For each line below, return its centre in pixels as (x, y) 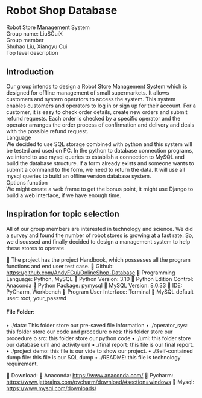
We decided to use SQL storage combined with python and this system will (99, 144)
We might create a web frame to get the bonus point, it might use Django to (100, 189)
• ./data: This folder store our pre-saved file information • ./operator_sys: (97, 325)
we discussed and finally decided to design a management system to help (98, 241)
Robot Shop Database (62, 11)
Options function (27, 182)
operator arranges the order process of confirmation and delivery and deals (100, 125)
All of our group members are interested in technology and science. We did (99, 229)
